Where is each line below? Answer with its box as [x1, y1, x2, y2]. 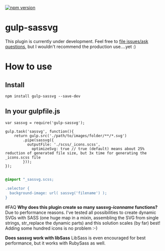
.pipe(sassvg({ [23, 138, 54, 143]
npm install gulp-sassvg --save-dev [5, 94, 81, 99]
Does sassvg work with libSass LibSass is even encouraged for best [5, 235, 146, 241]
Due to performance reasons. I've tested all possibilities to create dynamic [5, 209, 157, 215]
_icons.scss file [5, 155, 41, 160]
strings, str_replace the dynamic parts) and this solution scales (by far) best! [5, 220, 161, 226]
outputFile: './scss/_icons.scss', [27, 142, 100, 147]
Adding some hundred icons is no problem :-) [5, 225, 98, 231]
